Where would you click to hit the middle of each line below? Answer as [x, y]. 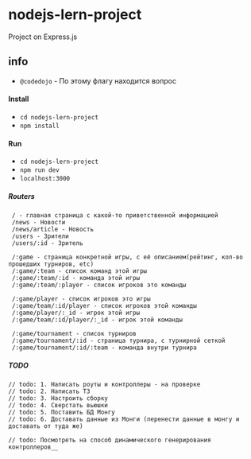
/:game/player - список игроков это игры [81, 299]
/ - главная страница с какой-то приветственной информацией [115, 216]
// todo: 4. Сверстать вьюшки [58, 406]
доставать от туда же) [46, 426]
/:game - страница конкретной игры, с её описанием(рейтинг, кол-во [127, 257]
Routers [22, 196]
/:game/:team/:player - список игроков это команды [99, 285]
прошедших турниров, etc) [51, 264]
